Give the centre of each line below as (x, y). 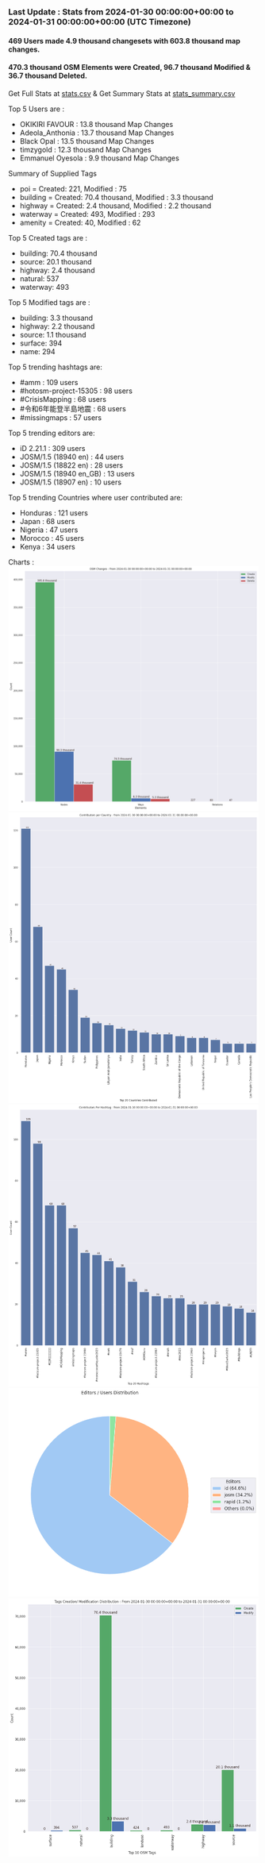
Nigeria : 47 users (49, 530)
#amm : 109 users (49, 382)
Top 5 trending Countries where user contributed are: (96, 497)
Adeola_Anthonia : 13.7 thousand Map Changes (97, 133)
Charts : (21, 561)
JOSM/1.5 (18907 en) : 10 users (70, 482)
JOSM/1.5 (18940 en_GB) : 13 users (77, 473)
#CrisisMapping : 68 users (63, 399)
